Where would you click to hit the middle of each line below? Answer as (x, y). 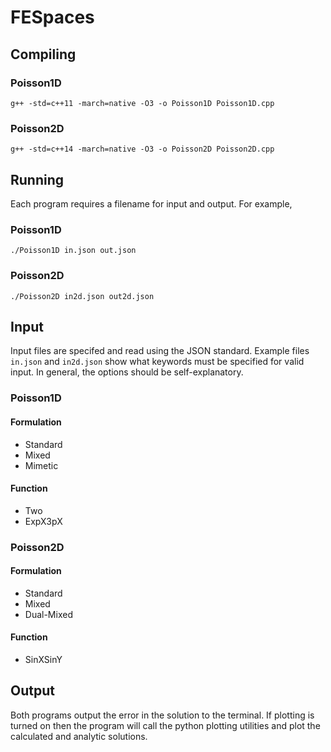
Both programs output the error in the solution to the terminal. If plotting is (162, 715)
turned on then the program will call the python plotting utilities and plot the (165, 725)
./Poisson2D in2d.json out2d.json (82, 296)
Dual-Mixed (48, 614)
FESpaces (52, 17)
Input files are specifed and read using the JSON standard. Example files (160, 351)
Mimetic (41, 465)
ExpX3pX (43, 521)
